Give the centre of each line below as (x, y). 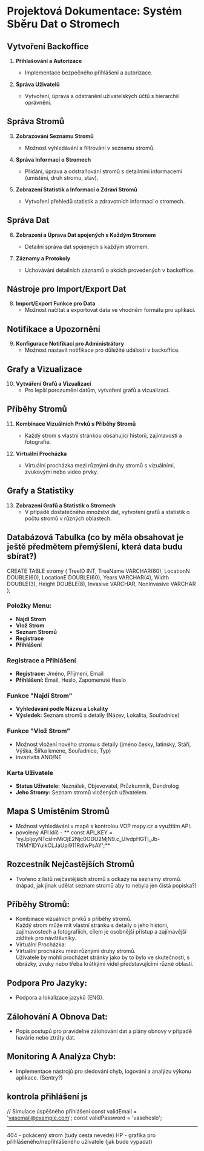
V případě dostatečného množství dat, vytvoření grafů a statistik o (107, 512)
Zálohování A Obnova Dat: (57, 1016)
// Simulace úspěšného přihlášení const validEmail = (72, 1111)
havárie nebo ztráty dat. (45, 1038)
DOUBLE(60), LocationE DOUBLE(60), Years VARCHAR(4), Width (88, 577)
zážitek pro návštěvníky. (46, 938)
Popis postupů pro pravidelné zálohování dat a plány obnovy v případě (104, 1031)
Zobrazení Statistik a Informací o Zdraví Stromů (77, 190)
